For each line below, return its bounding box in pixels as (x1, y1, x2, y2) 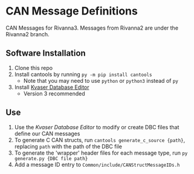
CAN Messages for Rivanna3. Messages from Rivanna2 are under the (5, 24, 179, 31)
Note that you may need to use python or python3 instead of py (23, 77, 179, 84)
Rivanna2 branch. (5, 30, 50, 37)
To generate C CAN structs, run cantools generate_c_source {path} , (14, 136, 186, 143)
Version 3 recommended (23, 89, 85, 97)
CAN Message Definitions (5, 4, 138, 18)
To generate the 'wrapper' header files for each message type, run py (14, 149, 188, 156)
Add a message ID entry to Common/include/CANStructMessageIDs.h (14, 161, 180, 168)
